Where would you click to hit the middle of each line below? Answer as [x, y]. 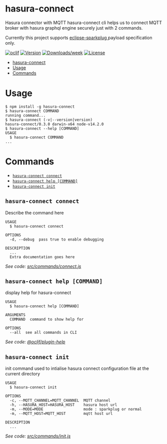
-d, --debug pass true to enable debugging [57, 239]
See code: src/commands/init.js [38, 436]
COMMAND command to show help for [47, 319]
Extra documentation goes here [42, 257]
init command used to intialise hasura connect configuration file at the [77, 368]
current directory [23, 374]
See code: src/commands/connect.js [43, 266]
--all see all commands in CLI [43, 333]
